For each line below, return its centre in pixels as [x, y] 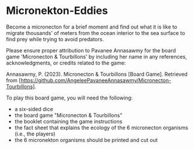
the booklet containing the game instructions [68, 121]
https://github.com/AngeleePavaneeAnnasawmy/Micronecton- [96, 80]
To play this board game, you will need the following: [70, 98]
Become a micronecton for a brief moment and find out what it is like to [92, 27]
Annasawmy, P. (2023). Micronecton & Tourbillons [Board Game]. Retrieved [97, 74]
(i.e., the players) [35, 134]
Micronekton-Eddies [57, 11]
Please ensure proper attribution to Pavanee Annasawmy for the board [91, 50]
